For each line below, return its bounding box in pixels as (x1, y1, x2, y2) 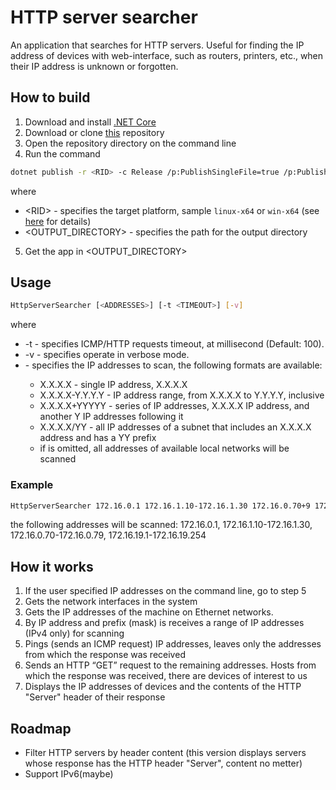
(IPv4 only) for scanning (24, 627, 125, 640)
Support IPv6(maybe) (24, 768, 114, 780)
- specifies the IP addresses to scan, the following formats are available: (24, 359, 323, 371)
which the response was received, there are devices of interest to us (24, 670, 308, 682)
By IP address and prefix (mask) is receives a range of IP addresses (24, 617, 305, 629)
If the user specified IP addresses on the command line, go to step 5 (24, 585, 307, 597)
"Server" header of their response (24, 691, 166, 703)
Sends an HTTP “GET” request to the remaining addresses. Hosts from (24, 659, 317, 671)
